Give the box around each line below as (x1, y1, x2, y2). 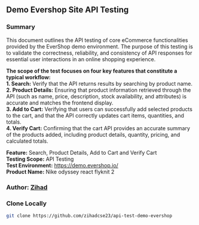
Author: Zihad (6, 183, 48, 191)
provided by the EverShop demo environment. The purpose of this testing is (6, 43, 193, 50)
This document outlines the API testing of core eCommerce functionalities (6, 36, 188, 44)
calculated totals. (6, 137, 49, 145)
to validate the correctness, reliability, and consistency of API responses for (6, 49, 192, 56)
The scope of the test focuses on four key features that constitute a (6, 67, 177, 74)
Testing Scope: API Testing (6, 155, 74, 163)
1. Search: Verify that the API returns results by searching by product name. (6, 80, 193, 87)
